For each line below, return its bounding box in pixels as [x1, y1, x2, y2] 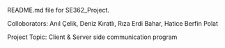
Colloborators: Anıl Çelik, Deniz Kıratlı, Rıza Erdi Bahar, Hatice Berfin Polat [7, 19, 218, 27]
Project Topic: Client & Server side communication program [7, 33, 178, 41]
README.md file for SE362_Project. [7, 6, 110, 14]
